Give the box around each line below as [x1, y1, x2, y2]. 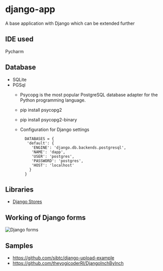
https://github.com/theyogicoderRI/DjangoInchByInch [12, 260, 124, 266]
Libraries [5, 185, 34, 194]
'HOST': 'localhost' [31, 163, 74, 168]
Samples [5, 241, 34, 250]
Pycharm [5, 48, 24, 54]
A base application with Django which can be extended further [5, 20, 135, 26]
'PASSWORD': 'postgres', [31, 158, 84, 163]
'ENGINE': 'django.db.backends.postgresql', [31, 145, 127, 150]
